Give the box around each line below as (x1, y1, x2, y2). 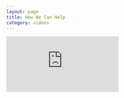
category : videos (6, 20, 50, 26)
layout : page (6, 8, 39, 15)
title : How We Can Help (6, 14, 66, 20)
